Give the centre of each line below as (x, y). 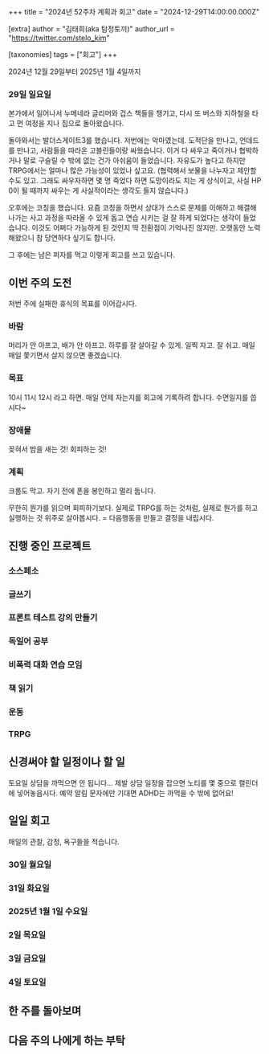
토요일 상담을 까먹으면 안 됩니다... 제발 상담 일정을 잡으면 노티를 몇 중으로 (122, 782)
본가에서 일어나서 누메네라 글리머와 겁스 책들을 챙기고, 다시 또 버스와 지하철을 (129, 113)
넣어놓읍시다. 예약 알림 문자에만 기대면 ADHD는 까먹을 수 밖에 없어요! (125, 793)
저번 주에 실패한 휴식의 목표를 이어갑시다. (73, 304)
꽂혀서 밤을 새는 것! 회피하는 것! (57, 449)
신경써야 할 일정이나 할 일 (67, 762)
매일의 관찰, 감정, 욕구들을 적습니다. (64, 841)
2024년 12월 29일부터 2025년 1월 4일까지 (75, 71)
